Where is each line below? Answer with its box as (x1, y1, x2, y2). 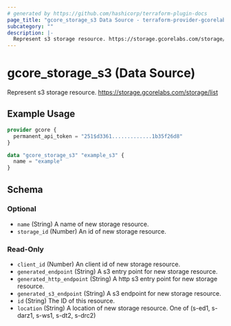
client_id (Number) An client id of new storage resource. (16, 260, 181, 269)
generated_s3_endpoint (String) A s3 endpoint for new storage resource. (16, 289, 221, 298)
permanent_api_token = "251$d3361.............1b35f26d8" (13, 132, 184, 140)
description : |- (7, 29, 54, 37)
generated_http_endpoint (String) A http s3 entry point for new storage (16, 275, 218, 283)
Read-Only (7, 244, 45, 254)
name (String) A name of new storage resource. (16, 220, 149, 228)
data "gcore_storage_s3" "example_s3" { (7, 152, 125, 159)
